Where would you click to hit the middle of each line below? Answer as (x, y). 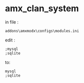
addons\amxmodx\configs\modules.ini (42, 31)
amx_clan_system (42, 9)
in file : (12, 22)
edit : (10, 40)
